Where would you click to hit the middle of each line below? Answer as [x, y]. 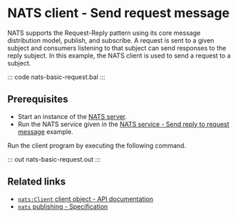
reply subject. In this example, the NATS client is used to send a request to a [119, 56]
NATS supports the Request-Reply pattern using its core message [104, 33]
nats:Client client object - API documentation [86, 199]
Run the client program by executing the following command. [97, 145]
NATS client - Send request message [119, 13]
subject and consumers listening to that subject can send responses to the [117, 48]
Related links [37, 182]
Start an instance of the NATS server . [72, 116]
